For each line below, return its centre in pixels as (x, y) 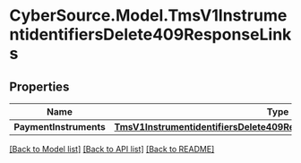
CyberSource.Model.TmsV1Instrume (148, 16)
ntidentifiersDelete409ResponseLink (150, 34)
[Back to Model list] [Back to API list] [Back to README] (112, 149)
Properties (39, 86)
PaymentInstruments (60, 127)
